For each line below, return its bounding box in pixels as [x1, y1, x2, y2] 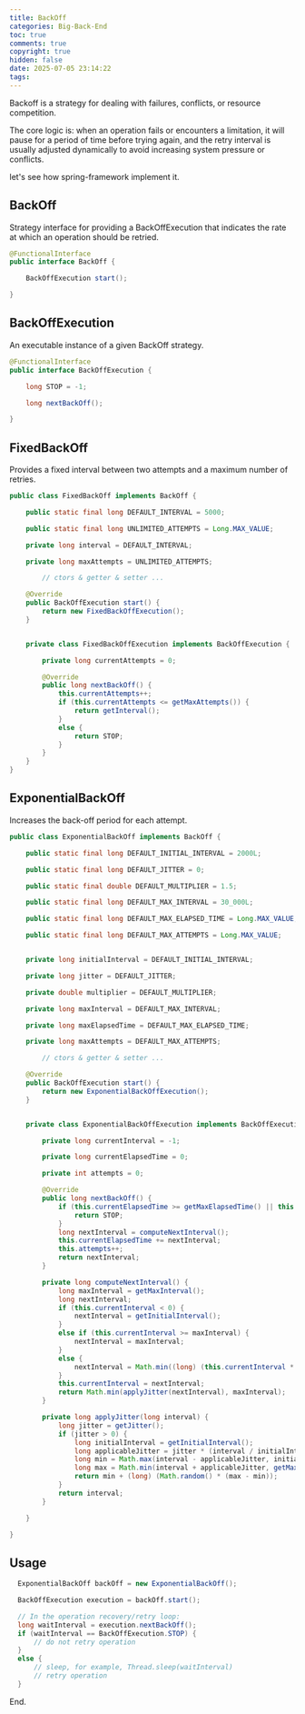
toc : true [9, 30, 47, 39]
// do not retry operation [33, 1638, 136, 1647]
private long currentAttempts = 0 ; [42, 656, 177, 665]
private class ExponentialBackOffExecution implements [25, 1119, 238, 1128]
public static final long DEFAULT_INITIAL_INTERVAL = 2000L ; [25, 848, 261, 857]
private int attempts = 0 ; [42, 1169, 144, 1178]
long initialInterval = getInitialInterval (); [74, 1438, 254, 1447]
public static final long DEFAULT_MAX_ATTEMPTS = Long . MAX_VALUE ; [25, 931, 282, 940]
